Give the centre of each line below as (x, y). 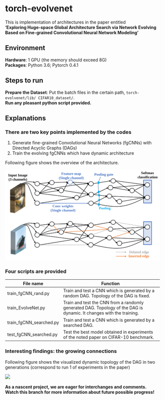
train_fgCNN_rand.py (28, 293)
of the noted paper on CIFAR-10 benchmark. (109, 337)
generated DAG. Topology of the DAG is (103, 308)
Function (110, 283)
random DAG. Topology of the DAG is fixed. (107, 296)
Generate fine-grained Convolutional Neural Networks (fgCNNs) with (82, 143)
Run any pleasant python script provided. (48, 103)
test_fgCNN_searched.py (32, 335)
